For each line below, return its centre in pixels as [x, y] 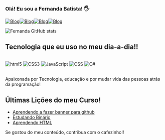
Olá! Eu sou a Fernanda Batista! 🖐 [47, 8]
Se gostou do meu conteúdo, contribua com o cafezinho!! [65, 132]
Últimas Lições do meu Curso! [53, 100]
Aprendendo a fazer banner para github [53, 112]
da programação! [23, 84]
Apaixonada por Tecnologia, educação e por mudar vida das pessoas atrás [83, 79]
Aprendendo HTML [32, 123]
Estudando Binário [31, 117]
